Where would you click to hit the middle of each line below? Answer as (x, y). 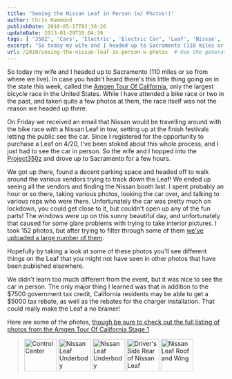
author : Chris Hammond (40, 20)
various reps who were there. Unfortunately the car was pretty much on (109, 201)
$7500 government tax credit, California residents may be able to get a (108, 293)
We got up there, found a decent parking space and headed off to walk (108, 172)
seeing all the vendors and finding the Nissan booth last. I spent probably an (116, 186)
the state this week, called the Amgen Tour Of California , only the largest (110, 86)
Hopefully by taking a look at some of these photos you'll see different (107, 251)
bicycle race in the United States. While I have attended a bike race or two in (116, 93)
